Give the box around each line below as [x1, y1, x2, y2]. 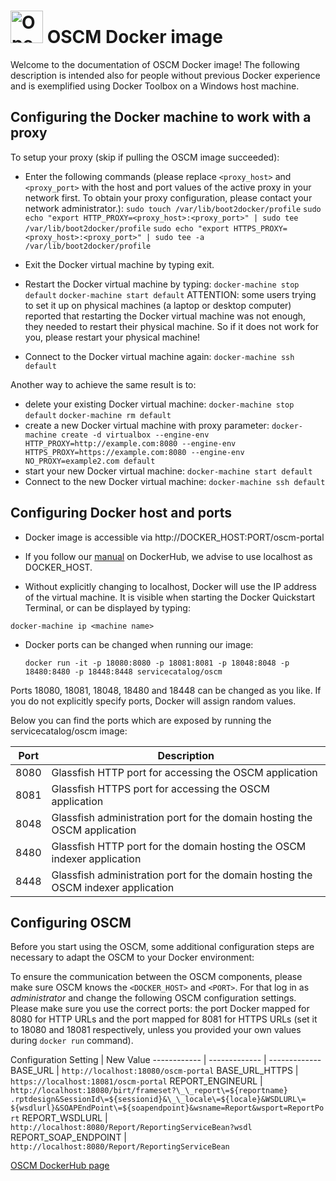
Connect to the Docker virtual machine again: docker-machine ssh [24, 350, 295, 362]
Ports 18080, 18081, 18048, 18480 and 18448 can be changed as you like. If [10, 684, 322, 696]
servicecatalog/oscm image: [10, 725, 128, 737]
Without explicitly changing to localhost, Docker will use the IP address [24, 580, 318, 592]
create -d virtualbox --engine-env [61, 430, 210, 440]
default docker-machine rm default [24, 410, 172, 420]
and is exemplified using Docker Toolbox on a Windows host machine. [10, 80, 300, 92]
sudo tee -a [154, 232, 205, 242]
